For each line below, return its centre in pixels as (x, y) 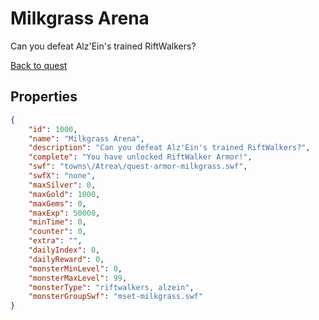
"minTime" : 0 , (57, 222)
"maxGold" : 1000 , (64, 194)
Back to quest (39, 65)
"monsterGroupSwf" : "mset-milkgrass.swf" (115, 297)
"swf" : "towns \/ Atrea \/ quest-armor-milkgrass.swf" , (138, 167)
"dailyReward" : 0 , (66, 259)
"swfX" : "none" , (62, 176)
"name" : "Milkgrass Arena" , (86, 138)
